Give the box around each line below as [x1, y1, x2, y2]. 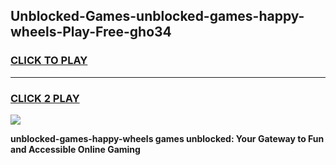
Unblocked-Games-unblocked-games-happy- [10, 8, 305, 25]
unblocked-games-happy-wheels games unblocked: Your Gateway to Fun [10, 132, 325, 144]
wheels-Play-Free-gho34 [10, 24, 172, 41]
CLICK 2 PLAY [10, 91, 80, 105]
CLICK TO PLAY [10, 54, 88, 68]
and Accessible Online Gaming [10, 143, 141, 155]
